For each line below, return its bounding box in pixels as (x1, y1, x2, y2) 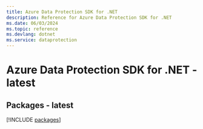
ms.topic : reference (6, 25, 59, 32)
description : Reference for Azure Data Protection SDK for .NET (6, 15, 172, 21)
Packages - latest (6, 100, 74, 110)
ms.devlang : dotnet (6, 31, 56, 38)
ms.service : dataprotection (6, 37, 78, 43)
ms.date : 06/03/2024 (6, 20, 59, 26)
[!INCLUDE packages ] (6, 116, 61, 123)
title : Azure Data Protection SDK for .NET (6, 8, 118, 15)
